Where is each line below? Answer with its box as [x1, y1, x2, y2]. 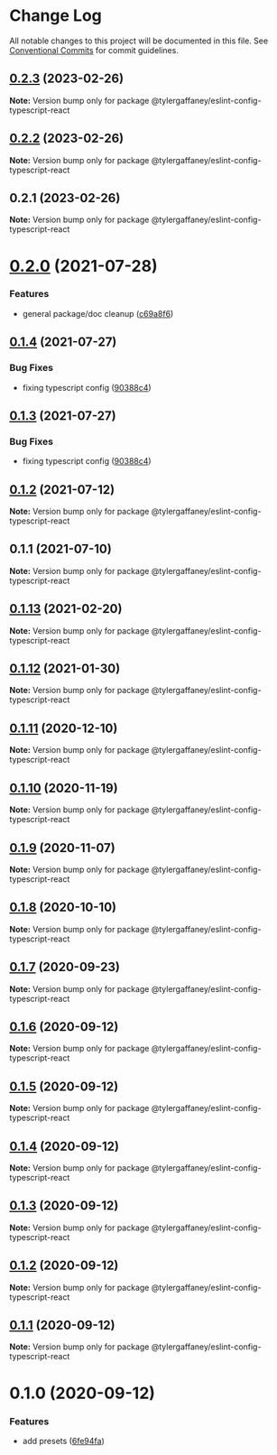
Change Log [9, 5, 102, 26]
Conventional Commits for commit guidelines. [9, 44, 179, 55]
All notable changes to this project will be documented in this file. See [9, 35, 269, 46]
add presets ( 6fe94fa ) [22, 1435, 106, 1446]
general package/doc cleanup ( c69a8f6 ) [22, 308, 174, 319]
